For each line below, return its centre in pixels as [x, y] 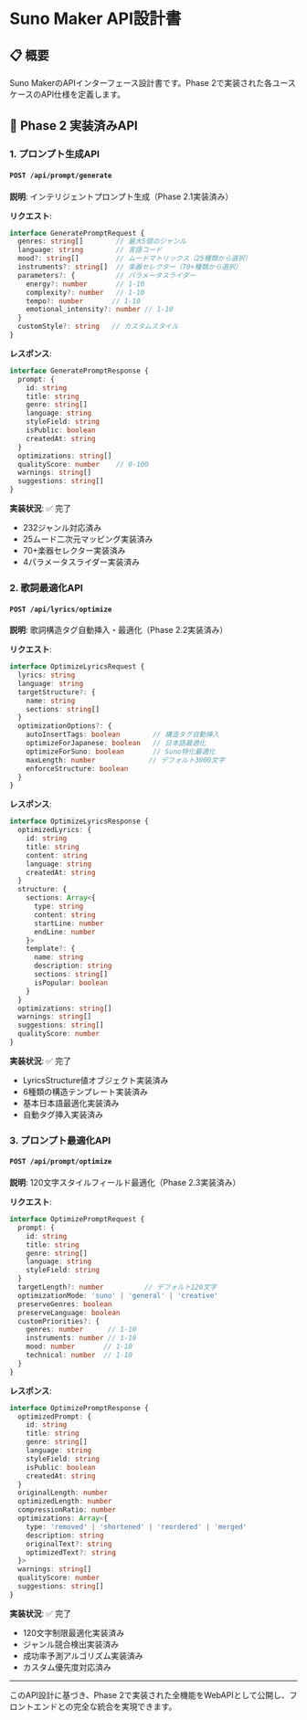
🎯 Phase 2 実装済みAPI [74, 126]
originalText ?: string [69, 1544]
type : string [58, 907]
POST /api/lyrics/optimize [61, 609]
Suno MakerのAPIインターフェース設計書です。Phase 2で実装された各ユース [153, 83]
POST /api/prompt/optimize [61, 1162]
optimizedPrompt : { [55, 1417]
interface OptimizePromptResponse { [79, 1408]
